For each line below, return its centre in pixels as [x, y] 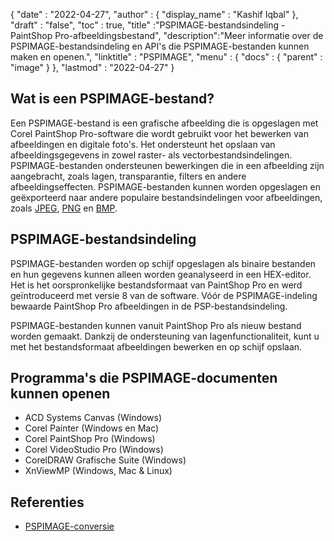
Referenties [47, 502]
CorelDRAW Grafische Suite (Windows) [105, 460]
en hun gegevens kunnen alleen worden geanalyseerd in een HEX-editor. [161, 274]
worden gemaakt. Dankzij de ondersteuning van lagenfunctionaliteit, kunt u [165, 336]
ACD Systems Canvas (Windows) [93, 418]
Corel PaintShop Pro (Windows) [90, 439]
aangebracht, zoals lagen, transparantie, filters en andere [128, 176]
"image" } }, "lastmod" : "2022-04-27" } [92, 67]
